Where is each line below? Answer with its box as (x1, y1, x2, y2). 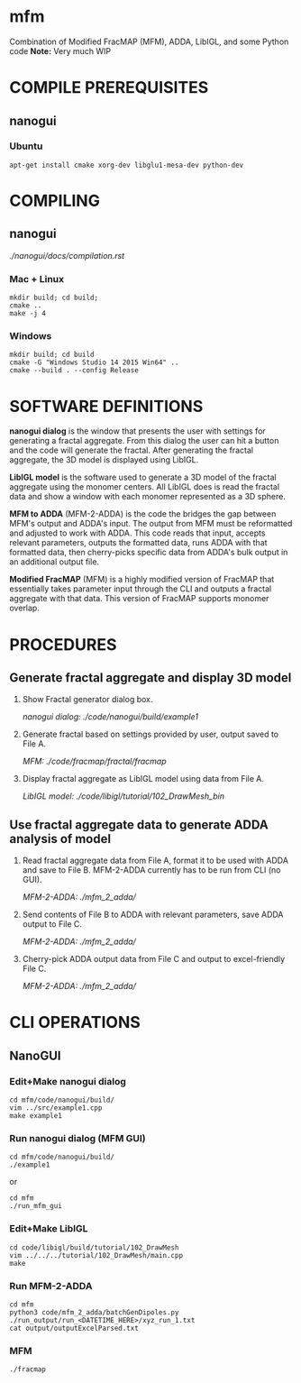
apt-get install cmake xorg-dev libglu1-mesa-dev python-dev (9, 160, 244, 169)
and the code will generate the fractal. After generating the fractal (9, 444, 254, 456)
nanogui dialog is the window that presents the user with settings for (9, 426, 266, 436)
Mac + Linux (9, 272, 65, 285)
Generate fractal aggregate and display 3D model (9, 670, 292, 685)
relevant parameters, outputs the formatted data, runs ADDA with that (9, 537, 268, 548)
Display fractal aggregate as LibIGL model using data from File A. (22, 774, 264, 784)
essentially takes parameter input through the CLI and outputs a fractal (9, 583, 272, 594)
